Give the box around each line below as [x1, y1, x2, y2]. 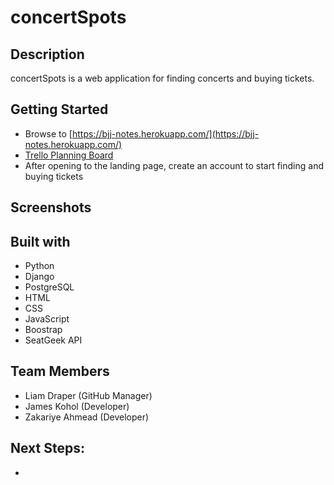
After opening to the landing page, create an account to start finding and [24, 159, 324, 171]
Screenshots [10, 199, 92, 216]
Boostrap [24, 324, 63, 336]
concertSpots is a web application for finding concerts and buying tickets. [10, 72, 315, 84]
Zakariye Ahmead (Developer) [24, 411, 150, 423]
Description [10, 46, 85, 63]
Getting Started [10, 101, 109, 118]
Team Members [10, 363, 110, 380]
